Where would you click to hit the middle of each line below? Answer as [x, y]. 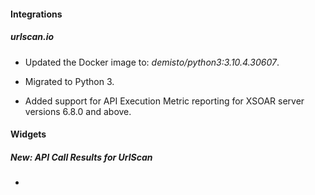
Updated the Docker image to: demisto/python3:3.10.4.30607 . [152, 62]
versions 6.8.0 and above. [78, 111]
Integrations [36, 14]
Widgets [28, 134]
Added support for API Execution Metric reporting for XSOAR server [164, 101]
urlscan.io [32, 37]
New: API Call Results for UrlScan [81, 157]
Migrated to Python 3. [69, 81]
